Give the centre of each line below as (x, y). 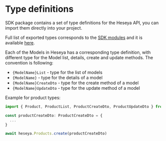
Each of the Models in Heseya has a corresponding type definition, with (78, 52)
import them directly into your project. (44, 28)
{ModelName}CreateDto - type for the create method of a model (76, 83)
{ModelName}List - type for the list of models (57, 72)
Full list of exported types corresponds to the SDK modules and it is (74, 37)
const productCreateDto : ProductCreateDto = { (54, 115)
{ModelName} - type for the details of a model (57, 77)
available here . (20, 42)
